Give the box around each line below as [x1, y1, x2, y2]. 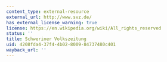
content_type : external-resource [6, 8, 89, 15]
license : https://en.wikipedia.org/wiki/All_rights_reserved [6, 25, 162, 31]
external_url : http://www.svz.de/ [6, 14, 92, 20]
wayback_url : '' [6, 47, 47, 53]
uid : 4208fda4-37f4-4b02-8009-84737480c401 [6, 42, 116, 48]
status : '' [6, 31, 33, 37]
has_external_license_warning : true [6, 19, 97, 25]
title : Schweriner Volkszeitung [6, 36, 86, 42]
